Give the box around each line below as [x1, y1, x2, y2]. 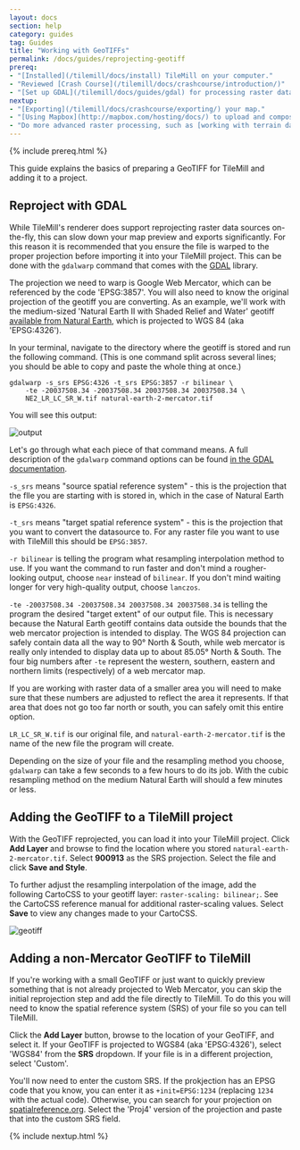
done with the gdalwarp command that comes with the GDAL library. [9, 260, 259, 271]
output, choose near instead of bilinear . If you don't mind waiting [38, 572, 281, 583]
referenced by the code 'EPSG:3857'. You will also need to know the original [9, 287, 289, 298]
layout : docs [9, 13, 58, 22]
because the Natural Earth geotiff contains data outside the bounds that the [9, 617, 287, 628]
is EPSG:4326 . [9, 499, 56, 510]
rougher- [233, 562, 267, 573]
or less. [9, 784, 37, 794]
